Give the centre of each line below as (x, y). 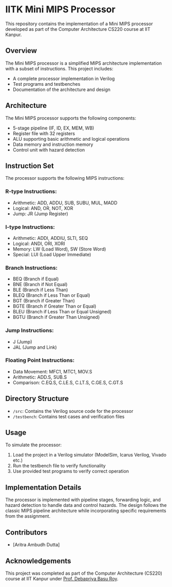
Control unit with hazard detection (49, 149)
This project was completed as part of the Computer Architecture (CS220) (84, 573)
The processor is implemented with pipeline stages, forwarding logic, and (83, 500)
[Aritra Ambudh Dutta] (36, 545)
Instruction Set (30, 166)
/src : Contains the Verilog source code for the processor (73, 411)
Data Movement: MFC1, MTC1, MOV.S (52, 371)
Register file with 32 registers (44, 133)
